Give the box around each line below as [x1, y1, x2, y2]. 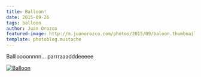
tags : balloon [6, 20, 42, 26]
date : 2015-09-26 [6, 14, 50, 20]
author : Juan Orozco [6, 25, 58, 32]
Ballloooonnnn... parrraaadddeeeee [6, 53, 94, 60]
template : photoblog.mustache [6, 36, 82, 42]
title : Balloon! [6, 8, 47, 15]
